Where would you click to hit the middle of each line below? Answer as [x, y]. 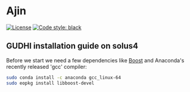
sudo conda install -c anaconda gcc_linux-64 [63, 77]
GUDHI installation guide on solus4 [72, 46]
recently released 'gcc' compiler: [47, 66]
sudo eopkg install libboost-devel [50, 83]
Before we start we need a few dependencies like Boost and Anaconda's [95, 60]
